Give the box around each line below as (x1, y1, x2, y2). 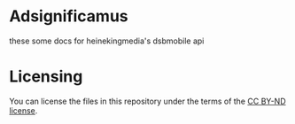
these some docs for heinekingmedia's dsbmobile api (9, 35, 205, 46)
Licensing (9, 66, 83, 87)
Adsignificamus (9, 6, 128, 27)
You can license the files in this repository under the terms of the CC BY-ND (9, 96, 286, 106)
